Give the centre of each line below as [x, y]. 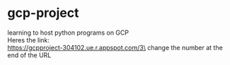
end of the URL [29, 55]
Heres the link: [28, 40]
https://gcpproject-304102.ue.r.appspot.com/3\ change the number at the [115, 47]
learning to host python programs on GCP [68, 32]
